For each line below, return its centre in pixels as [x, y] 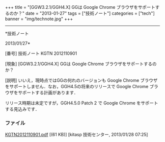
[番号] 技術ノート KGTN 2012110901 [41, 53]
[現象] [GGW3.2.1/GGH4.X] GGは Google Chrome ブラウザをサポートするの [81, 64]
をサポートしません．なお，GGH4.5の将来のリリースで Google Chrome [77, 86]
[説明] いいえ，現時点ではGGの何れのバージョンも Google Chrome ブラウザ [82, 80]
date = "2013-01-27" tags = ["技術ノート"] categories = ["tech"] [90, 13]
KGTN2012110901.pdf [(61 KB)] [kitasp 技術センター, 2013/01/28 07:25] [77, 135]
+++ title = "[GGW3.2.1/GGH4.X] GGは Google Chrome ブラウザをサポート [80, 7]
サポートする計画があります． [48, 93]
